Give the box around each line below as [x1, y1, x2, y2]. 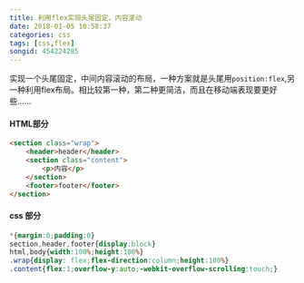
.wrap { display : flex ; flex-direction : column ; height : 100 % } [9, 256, 230, 266]
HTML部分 [9, 118, 49, 129]
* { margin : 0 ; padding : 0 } [9, 230, 95, 240]
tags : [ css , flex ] [9, 38, 75, 48]
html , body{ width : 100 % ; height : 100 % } [9, 248, 144, 257]
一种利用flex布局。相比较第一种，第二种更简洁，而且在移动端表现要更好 [9, 84, 279, 95]
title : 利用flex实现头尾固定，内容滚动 [9, 13, 142, 23]
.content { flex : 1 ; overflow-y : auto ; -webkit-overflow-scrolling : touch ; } [9, 265, 279, 274]
